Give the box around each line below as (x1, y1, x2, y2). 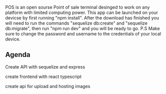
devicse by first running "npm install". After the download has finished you (5, 15, 159, 20)
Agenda (5, 50, 31, 59)
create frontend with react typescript (5, 73, 82, 79)
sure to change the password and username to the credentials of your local (5, 31, 161, 36)
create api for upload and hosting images (5, 83, 91, 89)
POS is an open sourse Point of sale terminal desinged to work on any (5, 4, 150, 10)
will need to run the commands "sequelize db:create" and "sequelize (5, 20, 148, 26)
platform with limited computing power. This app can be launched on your (5, 9, 158, 15)
